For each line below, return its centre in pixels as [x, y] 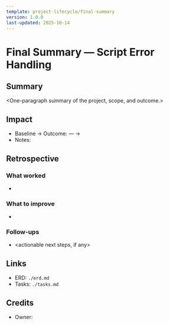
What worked [26, 176]
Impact [19, 119]
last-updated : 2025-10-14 [38, 23]
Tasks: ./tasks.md [37, 284]
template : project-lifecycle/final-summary [61, 12]
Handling [29, 64]
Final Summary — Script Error [80, 52]
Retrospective [32, 159]
